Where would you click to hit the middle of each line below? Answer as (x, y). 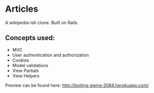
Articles (22, 9)
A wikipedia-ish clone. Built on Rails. (42, 23)
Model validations (30, 65)
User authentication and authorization (51, 55)
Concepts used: (30, 38)
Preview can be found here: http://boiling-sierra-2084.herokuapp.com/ (77, 85)
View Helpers (26, 76)
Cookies (21, 60)
